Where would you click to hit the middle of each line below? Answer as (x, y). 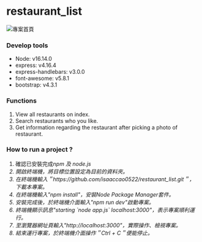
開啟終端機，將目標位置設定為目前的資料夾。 (72, 171)
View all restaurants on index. (52, 114)
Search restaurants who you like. (57, 120)
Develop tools (27, 45)
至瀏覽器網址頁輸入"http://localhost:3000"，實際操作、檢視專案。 (98, 225)
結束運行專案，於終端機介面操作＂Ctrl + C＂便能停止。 (84, 233)
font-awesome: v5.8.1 (42, 79)
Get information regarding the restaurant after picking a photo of (96, 127)
